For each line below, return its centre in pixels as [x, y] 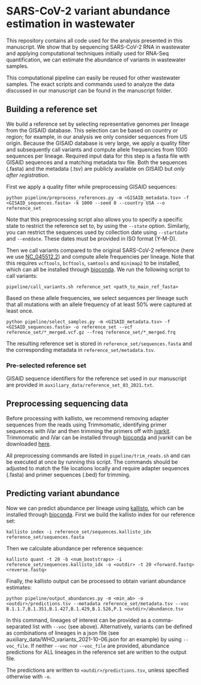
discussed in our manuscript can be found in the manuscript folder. [89, 90]
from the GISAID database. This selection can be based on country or [92, 130]
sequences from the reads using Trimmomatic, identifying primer [86, 425]
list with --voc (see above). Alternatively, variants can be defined [112, 626]
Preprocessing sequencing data [67, 404]
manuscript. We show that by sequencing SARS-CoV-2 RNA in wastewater [98, 47]
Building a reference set [52, 109]
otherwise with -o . [29, 676]
